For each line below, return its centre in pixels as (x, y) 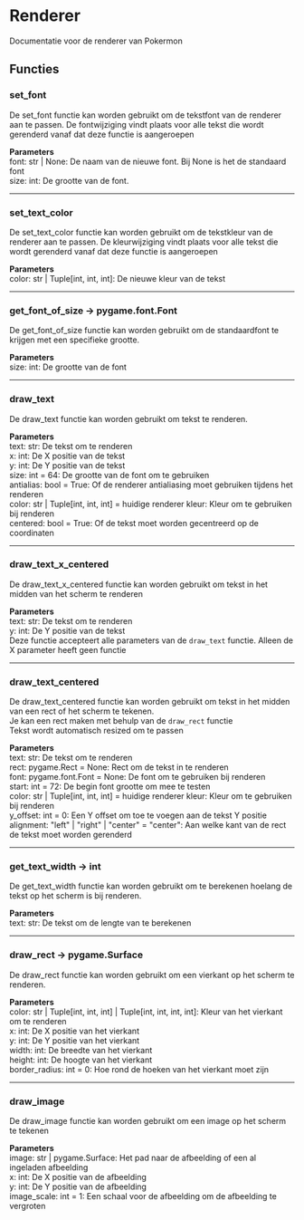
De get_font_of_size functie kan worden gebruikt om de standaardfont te (144, 331)
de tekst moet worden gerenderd (71, 835)
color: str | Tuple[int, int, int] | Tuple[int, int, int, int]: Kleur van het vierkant (146, 1012)
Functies (34, 69)
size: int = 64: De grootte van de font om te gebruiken (109, 475)
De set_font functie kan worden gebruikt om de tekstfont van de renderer (146, 115)
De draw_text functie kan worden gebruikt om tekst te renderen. (129, 418)
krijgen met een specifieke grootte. (75, 340)
